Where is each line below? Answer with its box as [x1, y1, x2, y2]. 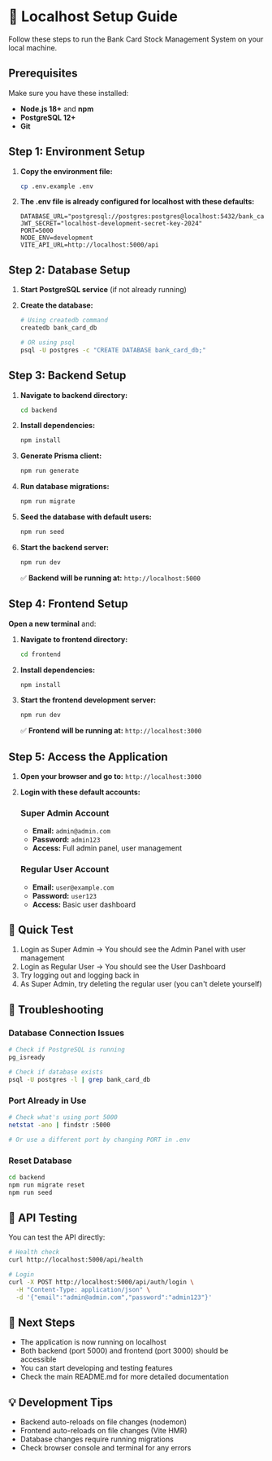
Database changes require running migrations [19, 1434, 175, 1444]
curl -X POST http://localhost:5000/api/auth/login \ [8, 1278, 195, 1286]
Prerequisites [8, 67, 78, 81]
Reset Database [8, 1155, 72, 1166]
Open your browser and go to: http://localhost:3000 [19, 772, 202, 781]
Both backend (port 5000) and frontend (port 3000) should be [19, 1346, 229, 1356]
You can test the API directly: [8, 1232, 106, 1242]
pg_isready [8, 1053, 45, 1061]
